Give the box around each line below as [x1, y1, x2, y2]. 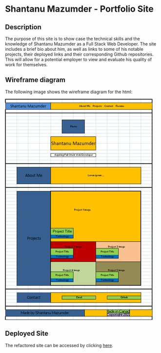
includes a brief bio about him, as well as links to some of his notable [5, 46, 143, 52]
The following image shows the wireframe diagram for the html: [5, 89, 133, 95]
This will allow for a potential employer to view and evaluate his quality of [5, 57, 152, 62]
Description [5, 23, 41, 31]
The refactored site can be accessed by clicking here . [5, 342, 114, 348]
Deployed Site [5, 330, 49, 338]
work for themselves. [5, 62, 48, 67]
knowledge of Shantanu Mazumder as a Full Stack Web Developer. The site [5, 41, 157, 47]
